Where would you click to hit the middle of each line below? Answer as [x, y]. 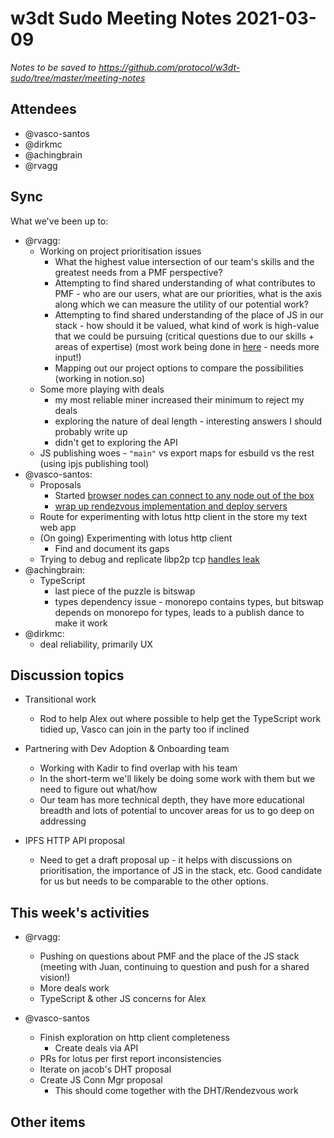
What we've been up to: [59, 221]
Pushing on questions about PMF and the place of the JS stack [169, 956]
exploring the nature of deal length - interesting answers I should [188, 421]
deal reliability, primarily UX [96, 644]
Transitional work [60, 699]
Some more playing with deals [102, 389]
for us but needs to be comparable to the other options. [154, 881]
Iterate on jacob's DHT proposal [105, 1069]
